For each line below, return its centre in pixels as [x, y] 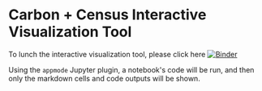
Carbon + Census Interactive [107, 15]
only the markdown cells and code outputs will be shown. [104, 78]
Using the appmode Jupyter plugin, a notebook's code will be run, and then [131, 69]
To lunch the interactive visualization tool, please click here [107, 54]
